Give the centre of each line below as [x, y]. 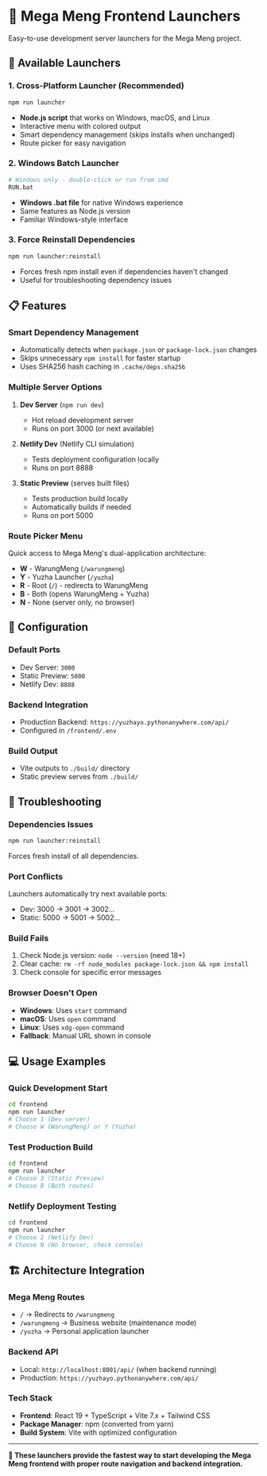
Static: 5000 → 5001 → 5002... [70, 918]
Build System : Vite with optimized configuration [98, 1432]
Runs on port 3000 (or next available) [93, 428]
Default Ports [35, 650]
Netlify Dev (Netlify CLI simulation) [77, 443]
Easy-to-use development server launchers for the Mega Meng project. [125, 38]
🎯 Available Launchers [65, 63]
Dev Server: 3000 [47, 667]
